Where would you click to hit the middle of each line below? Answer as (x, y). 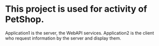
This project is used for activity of (76, 9)
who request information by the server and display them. (63, 38)
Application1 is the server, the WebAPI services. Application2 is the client (79, 33)
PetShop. (25, 19)
